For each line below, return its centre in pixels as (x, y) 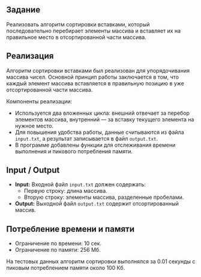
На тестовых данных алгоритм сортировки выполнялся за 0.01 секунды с (101, 261)
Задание (23, 10)
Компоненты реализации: (39, 101)
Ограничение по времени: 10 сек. (58, 243)
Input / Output (33, 170)
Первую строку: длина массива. (66, 191)
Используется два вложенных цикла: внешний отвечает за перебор (102, 113)
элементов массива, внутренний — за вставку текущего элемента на (104, 119)
